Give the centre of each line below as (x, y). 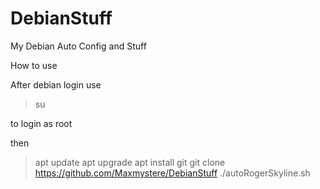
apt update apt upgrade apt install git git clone (130, 162)
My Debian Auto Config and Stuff (78, 46)
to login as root (41, 123)
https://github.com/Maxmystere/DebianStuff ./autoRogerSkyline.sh (172, 173)
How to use (34, 65)
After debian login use (56, 84)
